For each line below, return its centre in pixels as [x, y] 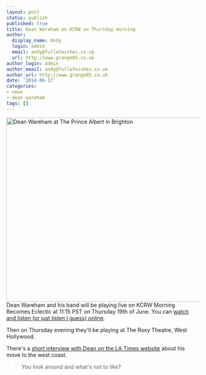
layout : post [23, 12]
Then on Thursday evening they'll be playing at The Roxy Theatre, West [97, 330]
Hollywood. [21, 336]
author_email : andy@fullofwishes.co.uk [57, 69]
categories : [21, 87]
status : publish [27, 18]
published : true [27, 23]
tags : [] [17, 103]
